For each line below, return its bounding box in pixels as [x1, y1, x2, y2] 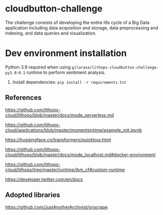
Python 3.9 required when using [5, 64, 71, 70]
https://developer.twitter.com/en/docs [5, 176, 83, 182]
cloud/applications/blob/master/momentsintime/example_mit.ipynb [5, 127, 143, 133]
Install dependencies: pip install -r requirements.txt [12, 79, 127, 85]
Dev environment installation [5, 48, 127, 59]
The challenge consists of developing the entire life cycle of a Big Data [5, 19, 150, 25]
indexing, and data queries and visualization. [5, 30, 97, 36]
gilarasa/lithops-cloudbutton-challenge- [72, 65, 159, 70]
